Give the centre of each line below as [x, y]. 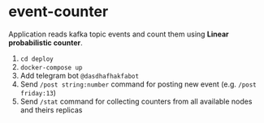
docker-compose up [51, 67]
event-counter [58, 12]
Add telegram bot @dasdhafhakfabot [80, 75]
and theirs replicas [51, 110]
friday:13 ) [38, 92]
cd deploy [37, 59]
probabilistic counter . [45, 42]
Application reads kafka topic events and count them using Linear [119, 34]
